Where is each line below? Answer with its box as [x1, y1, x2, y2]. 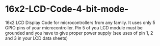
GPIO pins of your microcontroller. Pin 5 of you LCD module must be [5, 24, 143, 30]
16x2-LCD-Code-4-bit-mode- [5, 3, 129, 15]
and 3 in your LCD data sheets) [5, 35, 68, 41]
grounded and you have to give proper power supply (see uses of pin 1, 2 [5, 30, 153, 36]
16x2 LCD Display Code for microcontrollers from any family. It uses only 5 [5, 20, 156, 25]
